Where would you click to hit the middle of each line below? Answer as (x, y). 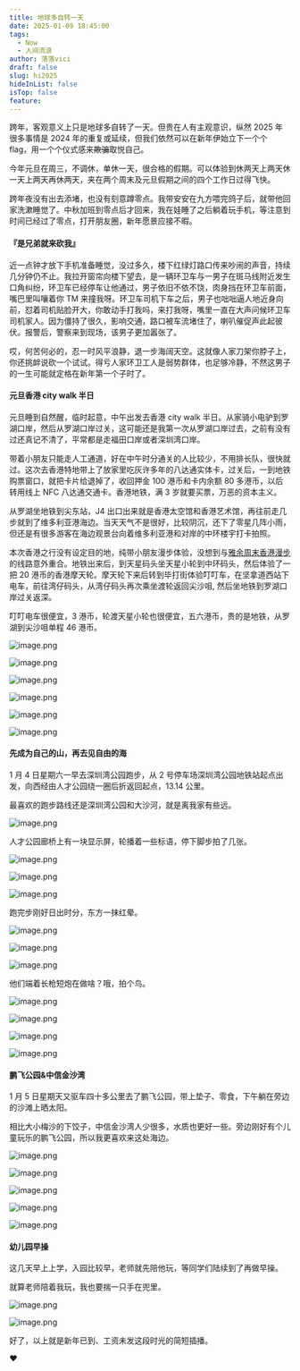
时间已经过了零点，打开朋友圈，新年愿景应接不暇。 (103, 221)
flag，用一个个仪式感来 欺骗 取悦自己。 (79, 149)
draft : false (33, 68)
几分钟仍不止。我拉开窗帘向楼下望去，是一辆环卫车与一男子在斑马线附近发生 (150, 276)
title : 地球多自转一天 (47, 17)
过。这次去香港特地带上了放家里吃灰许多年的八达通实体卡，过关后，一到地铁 (150, 470)
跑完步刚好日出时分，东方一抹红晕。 (76, 912)
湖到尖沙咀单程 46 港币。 (56, 627)
